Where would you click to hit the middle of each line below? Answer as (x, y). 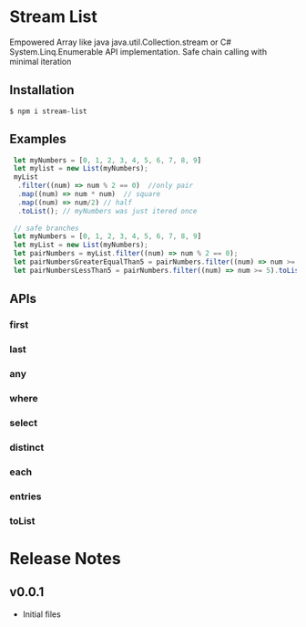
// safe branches (46, 228)
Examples (38, 139)
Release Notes (65, 558)
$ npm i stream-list (49, 111)
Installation (42, 90)
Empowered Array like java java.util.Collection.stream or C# (121, 42)
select (24, 423)
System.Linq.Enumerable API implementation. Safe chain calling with (138, 51)
